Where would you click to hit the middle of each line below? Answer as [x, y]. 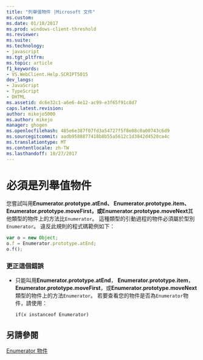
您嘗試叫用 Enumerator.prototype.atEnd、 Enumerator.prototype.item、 [98, 203]
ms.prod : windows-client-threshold [51, 29]
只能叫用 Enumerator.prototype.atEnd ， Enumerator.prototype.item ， [104, 280]
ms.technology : [26, 46]
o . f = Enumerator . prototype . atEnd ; [51, 244]
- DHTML [16, 97]
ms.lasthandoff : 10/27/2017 [42, 154]
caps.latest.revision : [35, 108]
